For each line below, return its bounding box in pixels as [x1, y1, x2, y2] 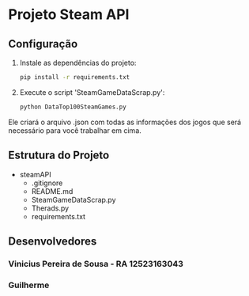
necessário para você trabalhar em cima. [8, 125, 142, 135]
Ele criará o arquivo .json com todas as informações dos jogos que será [8, 117, 242, 127]
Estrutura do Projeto [8, 149, 110, 162]
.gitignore [31, 178, 63, 188]
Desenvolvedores [8, 234, 97, 248]
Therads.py [31, 203, 70, 213]
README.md [31, 186, 74, 195]
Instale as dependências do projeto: [19, 58, 137, 67]
